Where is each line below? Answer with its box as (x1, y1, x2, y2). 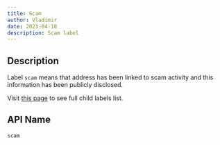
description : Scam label (7, 29, 79, 37)
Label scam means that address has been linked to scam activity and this (7, 73, 214, 81)
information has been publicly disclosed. (7, 81, 124, 89)
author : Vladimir (7, 17, 58, 23)
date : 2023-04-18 (7, 23, 58, 30)
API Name (7, 114, 51, 126)
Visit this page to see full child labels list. (7, 94, 124, 102)
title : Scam (7, 10, 42, 17)
